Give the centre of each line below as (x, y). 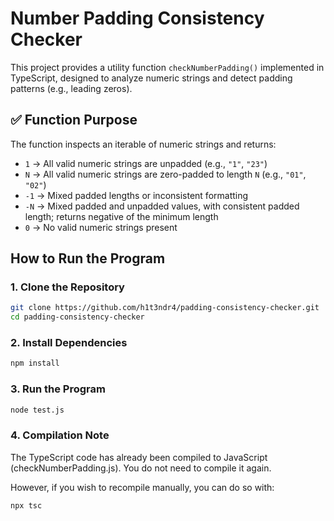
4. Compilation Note (60, 435)
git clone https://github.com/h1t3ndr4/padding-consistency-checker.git (165, 308)
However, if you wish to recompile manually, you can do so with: (142, 487)
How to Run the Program (88, 258)
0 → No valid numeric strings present (101, 227)
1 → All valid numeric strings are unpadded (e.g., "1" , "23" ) (146, 163)
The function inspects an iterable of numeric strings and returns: (143, 144)
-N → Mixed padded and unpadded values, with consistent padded (162, 206)
